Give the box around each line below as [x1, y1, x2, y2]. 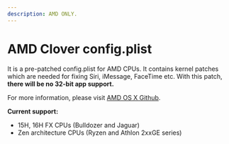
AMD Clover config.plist [7, 40, 152, 57]
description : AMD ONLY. [7, 10, 78, 18]
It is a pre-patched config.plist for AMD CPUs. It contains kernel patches [7, 65, 219, 73]
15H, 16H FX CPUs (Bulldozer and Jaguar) [17, 121, 140, 129]
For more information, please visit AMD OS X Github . [7, 93, 161, 101]
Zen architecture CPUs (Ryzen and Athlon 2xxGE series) [17, 128, 182, 137]
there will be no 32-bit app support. [7, 79, 115, 88]
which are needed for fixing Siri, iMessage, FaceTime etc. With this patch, [7, 72, 223, 80]
